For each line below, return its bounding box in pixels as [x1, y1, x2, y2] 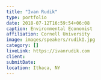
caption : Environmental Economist [6, 25, 93, 32]
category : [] [6, 43, 39, 49]
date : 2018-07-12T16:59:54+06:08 [6, 20, 90, 26]
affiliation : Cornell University [6, 31, 90, 37]
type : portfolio [6, 14, 47, 20]
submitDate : [6, 59, 36, 65]
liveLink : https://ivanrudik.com [6, 48, 90, 54]
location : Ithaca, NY [6, 64, 61, 71]
